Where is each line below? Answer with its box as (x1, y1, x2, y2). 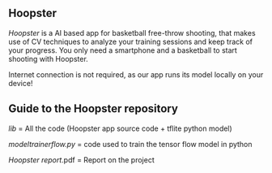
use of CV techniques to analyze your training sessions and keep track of (8, 37, 253, 46)
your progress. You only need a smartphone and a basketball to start (8, 45, 237, 55)
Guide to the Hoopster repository (8, 102, 178, 116)
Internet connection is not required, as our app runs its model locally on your (8, 69, 264, 80)
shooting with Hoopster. (8, 54, 89, 63)
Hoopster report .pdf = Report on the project (8, 154, 155, 165)
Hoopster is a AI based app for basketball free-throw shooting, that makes (8, 28, 257, 37)
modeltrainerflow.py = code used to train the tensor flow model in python (8, 139, 253, 149)
